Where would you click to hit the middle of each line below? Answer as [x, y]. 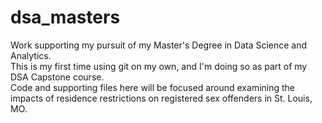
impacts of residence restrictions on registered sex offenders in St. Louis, [161, 98]
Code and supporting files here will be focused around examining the [153, 87]
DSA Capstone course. [57, 77]
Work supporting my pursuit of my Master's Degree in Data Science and [159, 45]
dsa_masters [65, 17]
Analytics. [31, 55]
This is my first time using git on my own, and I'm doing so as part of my [159, 66]
